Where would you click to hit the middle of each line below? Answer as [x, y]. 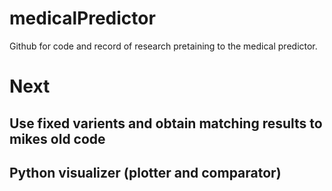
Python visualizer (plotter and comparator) [145, 172]
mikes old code [57, 138]
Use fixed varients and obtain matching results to [166, 123]
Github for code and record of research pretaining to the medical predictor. [163, 46]
